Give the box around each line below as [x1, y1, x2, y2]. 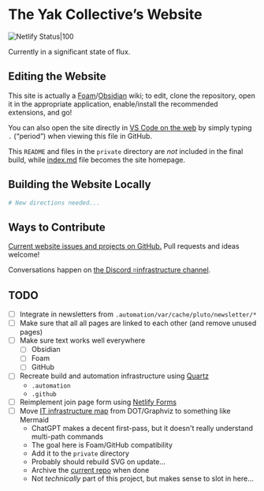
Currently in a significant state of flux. [8, 47, 131, 56]
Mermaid [19, 414, 50, 424]
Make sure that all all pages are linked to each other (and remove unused [19, 318, 257, 328]
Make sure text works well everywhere [19, 335, 146, 345]
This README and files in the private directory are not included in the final [8, 146, 244, 156]
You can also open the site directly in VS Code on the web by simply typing [8, 122, 252, 132]
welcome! [8, 250, 40, 260]
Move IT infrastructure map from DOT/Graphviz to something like [19, 406, 231, 415]
